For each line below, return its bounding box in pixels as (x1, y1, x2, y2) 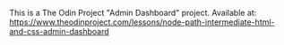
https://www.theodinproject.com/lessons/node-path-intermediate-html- (9, 17, 275, 27)
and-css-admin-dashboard (9, 26, 109, 36)
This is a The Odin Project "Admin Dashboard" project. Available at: (9, 8, 257, 18)
